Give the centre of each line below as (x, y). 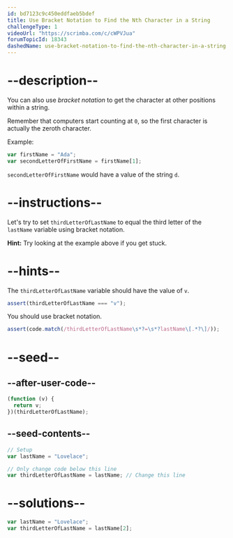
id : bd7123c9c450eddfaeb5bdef (51, 14)
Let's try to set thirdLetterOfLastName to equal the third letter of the (105, 222)
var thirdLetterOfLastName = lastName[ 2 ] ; (70, 529)
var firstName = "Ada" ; (42, 154)
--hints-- (34, 271)
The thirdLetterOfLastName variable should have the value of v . (98, 290)
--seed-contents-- (49, 434)
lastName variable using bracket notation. (66, 229)
